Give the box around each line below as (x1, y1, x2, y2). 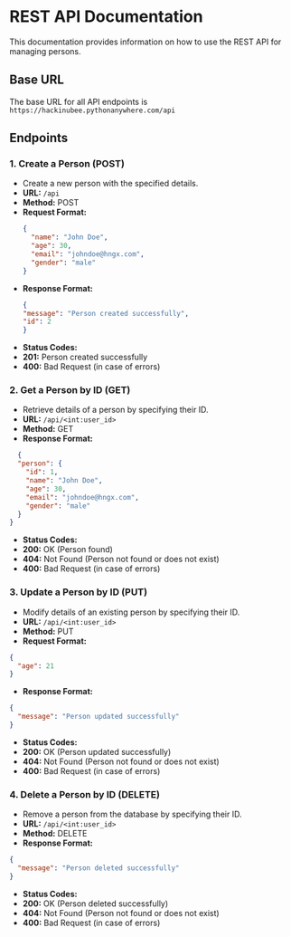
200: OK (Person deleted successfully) (22, 898, 169, 909)
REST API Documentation (9, 6, 203, 27)
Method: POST (22, 197, 80, 208)
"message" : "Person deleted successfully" (17, 864, 180, 873)
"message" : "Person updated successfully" (17, 712, 180, 722)
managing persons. (9, 45, 81, 56)
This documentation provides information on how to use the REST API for (9, 36, 282, 47)
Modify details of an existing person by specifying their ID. (22, 607, 240, 617)
